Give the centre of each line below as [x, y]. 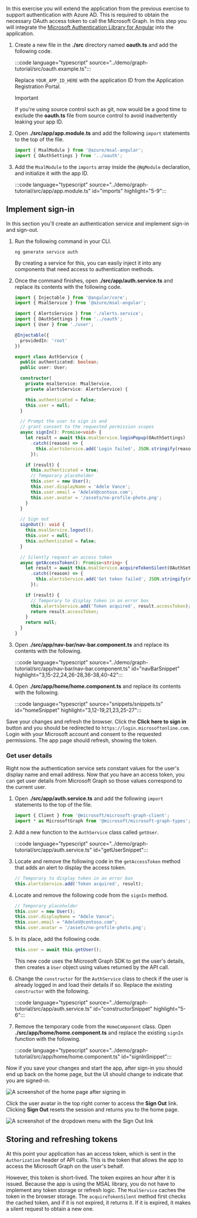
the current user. [26, 787]
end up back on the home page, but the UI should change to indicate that [94, 1074]
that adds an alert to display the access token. [70, 867]
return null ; [41, 623]
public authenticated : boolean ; [60, 362]
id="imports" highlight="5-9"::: [129, 191]
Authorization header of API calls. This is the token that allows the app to [95, 1160]
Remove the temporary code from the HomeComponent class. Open [93, 1026]
